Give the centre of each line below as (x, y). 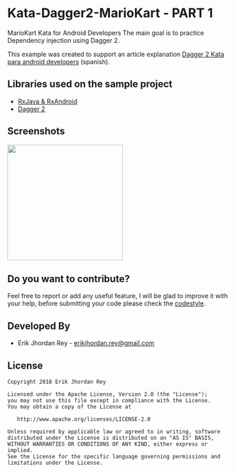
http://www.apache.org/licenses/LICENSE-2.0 (84, 419)
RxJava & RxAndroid (48, 101)
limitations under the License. (55, 463)
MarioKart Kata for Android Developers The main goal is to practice (106, 33)
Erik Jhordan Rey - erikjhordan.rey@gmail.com (86, 343)
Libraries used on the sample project (90, 84)
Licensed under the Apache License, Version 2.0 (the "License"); (108, 394)
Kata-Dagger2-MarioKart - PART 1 (110, 13)
